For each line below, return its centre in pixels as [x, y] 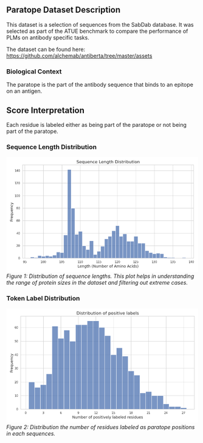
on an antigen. [24, 91]
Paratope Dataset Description [64, 10]
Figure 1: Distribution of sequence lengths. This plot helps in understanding [100, 276]
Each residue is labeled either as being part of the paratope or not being [97, 124]
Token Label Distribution [43, 298]
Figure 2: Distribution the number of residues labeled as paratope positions [101, 427]
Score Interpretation [46, 110]
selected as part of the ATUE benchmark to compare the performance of [97, 31]
